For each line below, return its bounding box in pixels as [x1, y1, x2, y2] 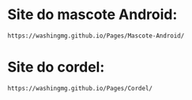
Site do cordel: [7, 58, 105, 76]
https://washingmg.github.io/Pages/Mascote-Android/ [7, 32, 185, 40]
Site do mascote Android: [7, 6, 178, 24]
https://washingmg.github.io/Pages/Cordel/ [7, 84, 153, 92]
